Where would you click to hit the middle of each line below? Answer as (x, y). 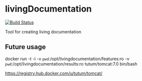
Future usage (26, 47)
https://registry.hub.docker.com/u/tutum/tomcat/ (54, 73)
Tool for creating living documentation (43, 32)
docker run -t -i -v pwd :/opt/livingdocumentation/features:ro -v (67, 59)
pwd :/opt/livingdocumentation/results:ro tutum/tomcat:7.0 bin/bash (71, 64)
